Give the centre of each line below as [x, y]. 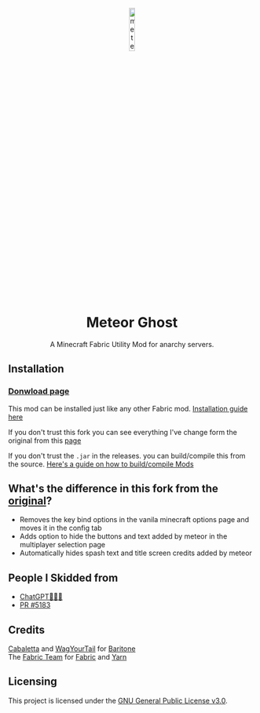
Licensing [33, 682]
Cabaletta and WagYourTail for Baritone [72, 649]
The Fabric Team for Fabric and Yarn [68, 657]
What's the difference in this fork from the [113, 489]
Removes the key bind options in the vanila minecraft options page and [134, 520]
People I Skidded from [63, 578]
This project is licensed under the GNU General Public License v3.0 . [118, 700]
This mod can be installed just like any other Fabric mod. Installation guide [128, 408]
